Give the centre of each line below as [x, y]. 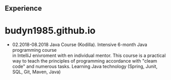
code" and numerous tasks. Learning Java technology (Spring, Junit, [85, 67]
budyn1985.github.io [50, 31]
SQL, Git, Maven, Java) [36, 72]
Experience [23, 8]
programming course [34, 50]
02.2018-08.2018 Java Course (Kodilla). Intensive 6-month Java [80, 45]
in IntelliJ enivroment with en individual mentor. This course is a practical [89, 55]
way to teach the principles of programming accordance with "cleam [84, 61]
